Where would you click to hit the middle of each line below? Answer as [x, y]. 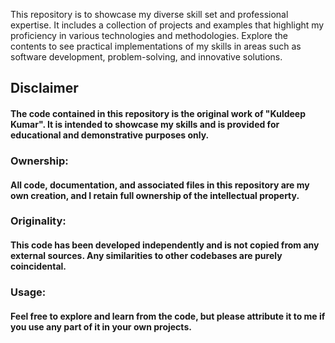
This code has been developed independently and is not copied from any [165, 245]
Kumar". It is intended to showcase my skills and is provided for [145, 124]
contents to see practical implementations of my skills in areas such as [156, 46]
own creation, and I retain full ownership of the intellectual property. [155, 195]
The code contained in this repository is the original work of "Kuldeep [158, 113]
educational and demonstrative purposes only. [110, 135]
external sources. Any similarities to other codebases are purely [146, 256]
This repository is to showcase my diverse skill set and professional [149, 14]
